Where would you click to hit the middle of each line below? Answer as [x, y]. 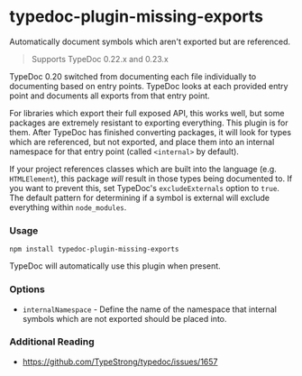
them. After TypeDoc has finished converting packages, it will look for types [150, 132]
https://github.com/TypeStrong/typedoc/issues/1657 [120, 362]
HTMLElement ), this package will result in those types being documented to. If [151, 179]
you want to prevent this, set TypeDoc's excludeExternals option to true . [144, 188]
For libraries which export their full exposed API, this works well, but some [147, 113]
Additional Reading [52, 342]
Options [27, 289]
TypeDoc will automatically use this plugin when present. [115, 266]
